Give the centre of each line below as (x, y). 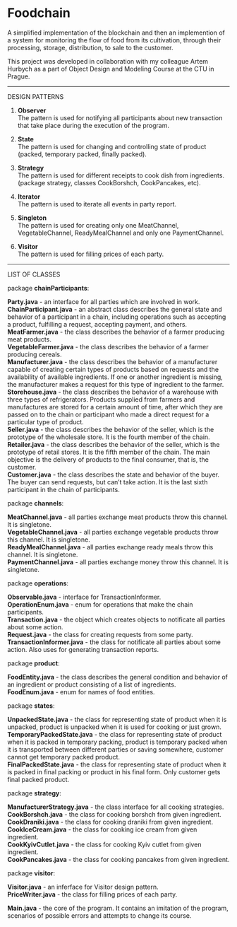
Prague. (19, 76)
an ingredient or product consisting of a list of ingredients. (92, 684)
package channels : (36, 503)
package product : (34, 663)
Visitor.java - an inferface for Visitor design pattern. (83, 887)
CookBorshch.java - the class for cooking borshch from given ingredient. (115, 814)
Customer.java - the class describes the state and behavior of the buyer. (114, 474)
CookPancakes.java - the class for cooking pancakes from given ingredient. (119, 859)
